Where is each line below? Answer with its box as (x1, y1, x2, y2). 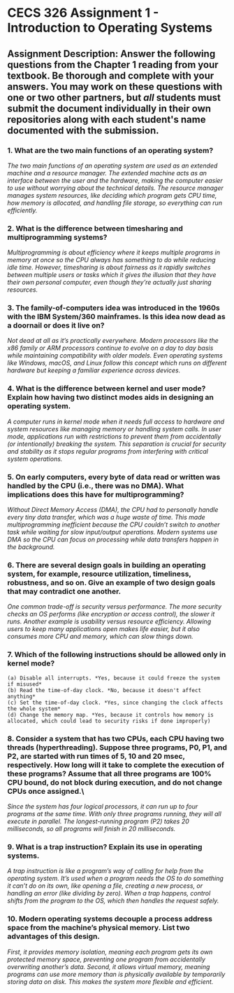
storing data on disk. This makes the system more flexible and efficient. (7, 977, 214, 986)
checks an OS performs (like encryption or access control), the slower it (7, 610, 215, 619)
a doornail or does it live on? (7, 320, 105, 330)
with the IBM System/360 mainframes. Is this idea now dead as (7, 312, 226, 322)
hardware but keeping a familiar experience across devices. (7, 366, 181, 374)
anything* (7, 693, 36, 700)
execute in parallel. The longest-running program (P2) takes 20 (7, 817, 190, 825)
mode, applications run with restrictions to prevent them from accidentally (7, 432, 221, 440)
